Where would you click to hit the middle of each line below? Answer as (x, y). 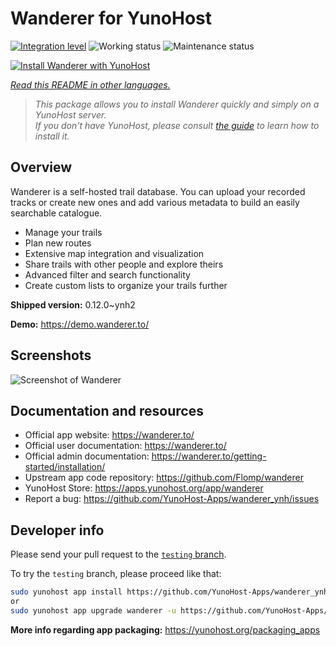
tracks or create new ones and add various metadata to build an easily (155, 202)
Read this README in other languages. (90, 84)
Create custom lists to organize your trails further (126, 285)
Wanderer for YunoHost (111, 18)
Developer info (57, 530)
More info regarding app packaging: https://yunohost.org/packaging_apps (165, 629)
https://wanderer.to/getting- (209, 456)
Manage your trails (63, 232)
